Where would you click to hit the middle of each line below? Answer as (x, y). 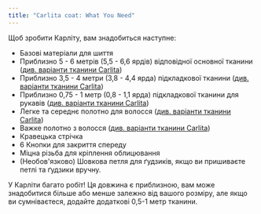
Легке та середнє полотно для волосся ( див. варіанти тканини (125, 111)
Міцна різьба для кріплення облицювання (90, 153)
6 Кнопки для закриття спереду (73, 144)
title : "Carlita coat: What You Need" (72, 15)
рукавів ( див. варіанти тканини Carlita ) (84, 103)
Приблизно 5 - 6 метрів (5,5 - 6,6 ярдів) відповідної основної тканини (136, 61)
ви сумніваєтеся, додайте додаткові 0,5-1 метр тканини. (103, 201)
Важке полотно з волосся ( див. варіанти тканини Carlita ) (115, 128)
